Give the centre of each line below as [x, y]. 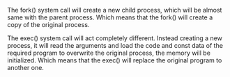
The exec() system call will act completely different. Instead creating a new [115, 38]
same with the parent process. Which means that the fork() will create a [110, 17]
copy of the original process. [48, 25]
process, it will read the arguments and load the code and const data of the [115, 45]
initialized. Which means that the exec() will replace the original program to [115, 60]
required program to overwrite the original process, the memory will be [109, 53]
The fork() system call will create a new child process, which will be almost [115, 10]
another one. [25, 68]
